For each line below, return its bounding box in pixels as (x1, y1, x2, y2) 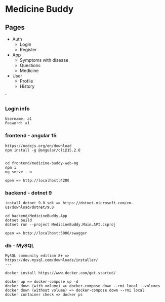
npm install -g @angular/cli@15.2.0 (5, 148, 81, 152)
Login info (5, 105, 30, 112)
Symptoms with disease (19, 57, 69, 63)
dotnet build (5, 218, 32, 223)
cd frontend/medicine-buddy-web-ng (5, 160, 79, 166)
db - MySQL (5, 242, 35, 249)
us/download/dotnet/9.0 (5, 205, 54, 210)
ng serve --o (5, 169, 32, 174)
